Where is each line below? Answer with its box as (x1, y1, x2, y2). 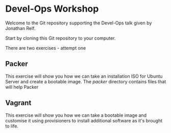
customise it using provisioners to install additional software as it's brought (5, 117, 163, 123)
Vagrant (5, 98, 32, 107)
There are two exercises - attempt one (5, 45, 86, 51)
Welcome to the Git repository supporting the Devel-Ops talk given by (5, 20, 152, 26)
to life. (5, 123, 19, 129)
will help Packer (5, 84, 39, 90)
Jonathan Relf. (5, 25, 36, 31)
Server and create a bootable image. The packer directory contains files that (5, 78, 166, 84)
